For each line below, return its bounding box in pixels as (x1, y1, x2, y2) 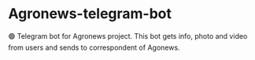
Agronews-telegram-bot (8, 5, 172, 23)
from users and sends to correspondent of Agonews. (8, 43, 180, 52)
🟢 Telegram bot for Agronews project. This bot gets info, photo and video (8, 31, 248, 40)
